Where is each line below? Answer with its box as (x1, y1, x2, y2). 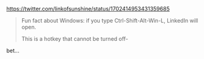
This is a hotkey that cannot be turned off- (21, 35, 129, 42)
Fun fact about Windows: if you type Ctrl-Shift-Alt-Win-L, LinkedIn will (21, 17, 198, 24)
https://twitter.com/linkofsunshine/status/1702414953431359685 (6, 5, 170, 12)
